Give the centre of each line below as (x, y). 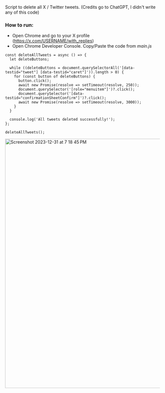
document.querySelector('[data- (51, 94)
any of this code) (22, 12)
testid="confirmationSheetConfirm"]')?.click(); (56, 98)
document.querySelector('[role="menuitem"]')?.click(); (76, 90)
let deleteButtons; (29, 59)
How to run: (19, 25)
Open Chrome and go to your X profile (51, 36)
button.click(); (35, 81)
